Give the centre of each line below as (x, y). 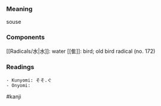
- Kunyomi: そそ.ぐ (29, 80)
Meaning (19, 9)
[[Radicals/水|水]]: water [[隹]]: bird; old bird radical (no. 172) (81, 51)
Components (25, 38)
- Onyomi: (19, 85)
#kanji (14, 96)
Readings (20, 67)
